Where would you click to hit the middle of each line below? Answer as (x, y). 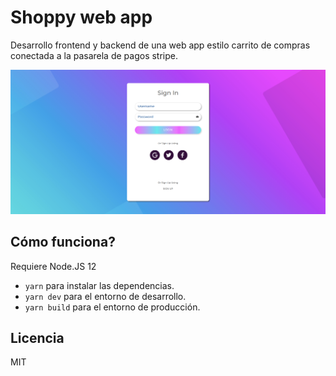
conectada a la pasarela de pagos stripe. (94, 55)
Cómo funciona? (63, 242)
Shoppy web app (81, 17)
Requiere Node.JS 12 (53, 266)
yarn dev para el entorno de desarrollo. (105, 296)
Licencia (37, 337)
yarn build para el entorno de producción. (112, 307)
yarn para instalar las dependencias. (99, 285)
